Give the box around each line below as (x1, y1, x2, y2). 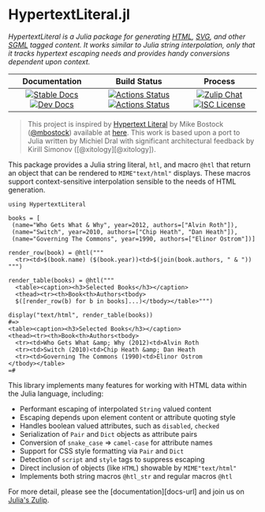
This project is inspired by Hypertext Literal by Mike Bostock (27, 119, 224, 128)
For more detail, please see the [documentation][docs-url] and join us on (8, 487, 244, 496)
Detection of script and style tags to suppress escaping (19, 454, 205, 464)
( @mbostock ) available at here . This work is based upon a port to (27, 127, 241, 137)
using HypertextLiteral (8, 200, 87, 208)
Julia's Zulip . (8, 495, 50, 504)
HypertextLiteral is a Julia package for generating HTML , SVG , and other (8, 32, 246, 41)
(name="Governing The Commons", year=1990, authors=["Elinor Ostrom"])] (11, 235, 256, 243)
